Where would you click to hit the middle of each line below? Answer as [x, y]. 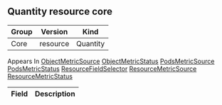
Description [55, 94]
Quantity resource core [60, 12]
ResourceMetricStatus [40, 76]
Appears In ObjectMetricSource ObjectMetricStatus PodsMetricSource [111, 61]
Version [54, 31]
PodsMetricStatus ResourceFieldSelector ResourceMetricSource [102, 68]
